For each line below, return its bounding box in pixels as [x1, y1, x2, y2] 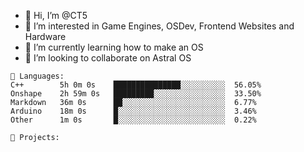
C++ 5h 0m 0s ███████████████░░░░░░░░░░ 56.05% [10, 80, 262, 90]
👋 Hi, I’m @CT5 [24, 10, 88, 21]
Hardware [24, 31, 67, 42]
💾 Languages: [10, 71, 65, 81]
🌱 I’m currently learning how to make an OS [24, 41, 204, 53]
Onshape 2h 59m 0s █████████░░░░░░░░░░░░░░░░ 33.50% [10, 89, 262, 99]
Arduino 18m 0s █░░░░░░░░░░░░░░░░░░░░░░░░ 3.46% [10, 106, 257, 116]
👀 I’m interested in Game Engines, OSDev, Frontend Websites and [24, 20, 295, 32]
